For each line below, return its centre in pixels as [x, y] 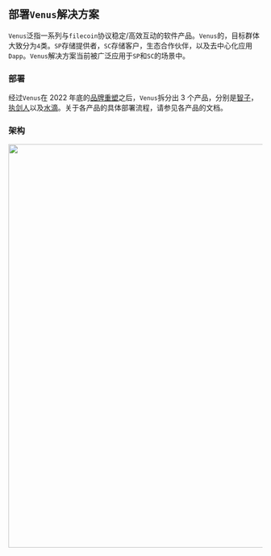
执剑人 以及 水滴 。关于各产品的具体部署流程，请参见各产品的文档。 [118, 108]
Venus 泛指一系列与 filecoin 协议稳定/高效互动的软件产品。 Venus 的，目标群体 [134, 36]
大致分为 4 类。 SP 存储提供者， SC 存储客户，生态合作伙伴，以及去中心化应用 [130, 45]
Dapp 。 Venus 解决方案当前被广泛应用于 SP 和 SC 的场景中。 [99, 56]
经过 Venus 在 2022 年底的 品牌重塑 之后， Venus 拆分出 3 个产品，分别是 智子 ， [133, 98]
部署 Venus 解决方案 [54, 15]
